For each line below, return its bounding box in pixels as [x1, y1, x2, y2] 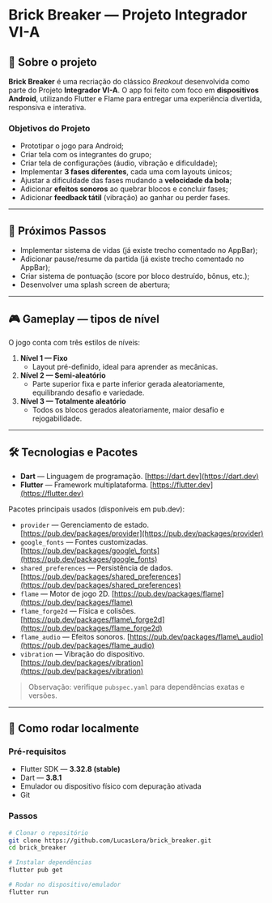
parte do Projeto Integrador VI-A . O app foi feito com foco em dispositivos [8, 85, 259, 95]
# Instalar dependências [8, 858, 92, 867]
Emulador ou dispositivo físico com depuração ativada [19, 781, 202, 791]
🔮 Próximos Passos [8, 224, 107, 238]
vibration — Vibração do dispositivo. [19, 648, 146, 658]
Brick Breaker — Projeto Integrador [8, 6, 248, 24]
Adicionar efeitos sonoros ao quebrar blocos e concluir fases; [19, 184, 228, 194]
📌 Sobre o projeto [8, 55, 97, 69]
